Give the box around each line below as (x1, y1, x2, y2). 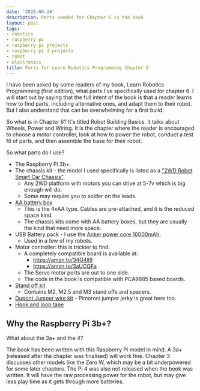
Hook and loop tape (14, 301, 64, 308)
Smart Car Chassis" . (14, 174, 65, 181)
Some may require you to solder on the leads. (23, 193, 137, 200)
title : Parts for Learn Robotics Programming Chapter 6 (6, 64, 149, 71)
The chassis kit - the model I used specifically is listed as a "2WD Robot (14, 167, 193, 174)
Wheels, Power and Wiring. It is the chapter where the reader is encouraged (6, 124, 195, 132)
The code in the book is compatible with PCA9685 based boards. (23, 276, 186, 283)
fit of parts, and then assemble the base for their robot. (6, 138, 142, 145)
